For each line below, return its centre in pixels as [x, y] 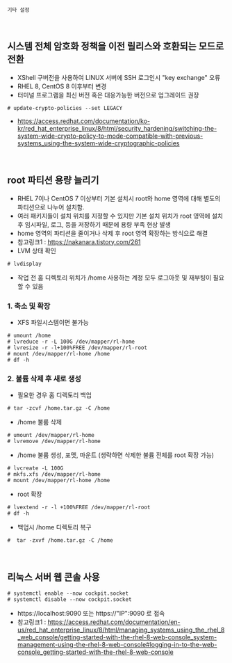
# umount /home [29, 335]
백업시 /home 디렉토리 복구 [54, 527]
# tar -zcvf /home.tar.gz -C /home [59, 408]
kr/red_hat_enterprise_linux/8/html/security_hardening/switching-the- [117, 128]
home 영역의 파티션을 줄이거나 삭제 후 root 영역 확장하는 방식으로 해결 [113, 233]
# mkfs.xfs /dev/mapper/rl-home [54, 474]
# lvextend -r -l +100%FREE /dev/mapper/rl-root [79, 508]
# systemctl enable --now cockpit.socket [68, 593]
